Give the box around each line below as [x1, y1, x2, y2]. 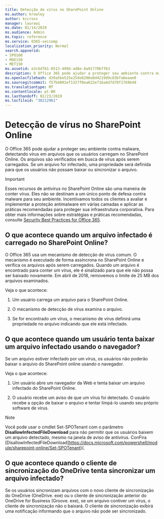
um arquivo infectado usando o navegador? [5, 343, 141, 351]
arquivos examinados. [5, 278, 49, 283]
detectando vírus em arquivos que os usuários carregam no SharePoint [5, 151, 148, 157]
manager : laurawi [5, 21, 41, 26]
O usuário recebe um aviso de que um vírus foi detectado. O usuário [12, 395, 150, 401]
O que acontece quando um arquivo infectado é [5, 231, 153, 239]
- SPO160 [5, 52, 23, 58]
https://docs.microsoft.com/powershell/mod [69, 439, 158, 446]
